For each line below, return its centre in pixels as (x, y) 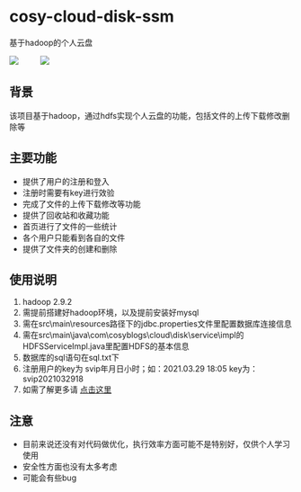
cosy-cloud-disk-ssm (92, 17)
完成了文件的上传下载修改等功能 (81, 203)
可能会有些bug (49, 478)
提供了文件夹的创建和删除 (70, 248)
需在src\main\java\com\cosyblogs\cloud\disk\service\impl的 (133, 335)
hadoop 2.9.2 (47, 302)
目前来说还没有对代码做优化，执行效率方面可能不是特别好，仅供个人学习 (156, 444)
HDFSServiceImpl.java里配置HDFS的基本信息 (106, 346)
